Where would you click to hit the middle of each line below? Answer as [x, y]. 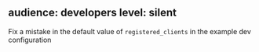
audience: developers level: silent [92, 13]
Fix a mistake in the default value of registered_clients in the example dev [129, 31]
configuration [30, 40]
